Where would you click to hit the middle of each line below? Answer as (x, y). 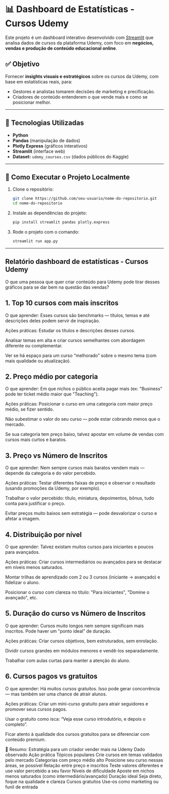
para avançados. (23, 552)
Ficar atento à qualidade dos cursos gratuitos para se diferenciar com (77, 734)
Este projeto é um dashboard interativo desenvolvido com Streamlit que (79, 37)
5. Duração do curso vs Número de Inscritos (75, 614)
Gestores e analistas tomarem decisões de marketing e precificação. (83, 92)
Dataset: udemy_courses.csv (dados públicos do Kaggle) (71, 156)
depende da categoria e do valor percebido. (51, 473)
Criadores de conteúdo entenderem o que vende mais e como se (80, 97)
